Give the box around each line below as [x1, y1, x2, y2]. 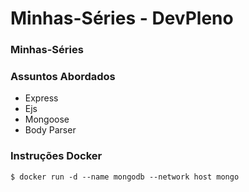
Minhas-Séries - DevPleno [10, 7, 234, 30]
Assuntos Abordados [10, 70, 116, 84]
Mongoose [24, 113, 70, 126]
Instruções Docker [10, 149, 103, 163]
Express [24, 92, 59, 104]
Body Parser [24, 124, 77, 136]
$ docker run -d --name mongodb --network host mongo [10, 172, 240, 182]
